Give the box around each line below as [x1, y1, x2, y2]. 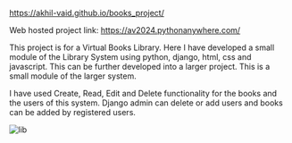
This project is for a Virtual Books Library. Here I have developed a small [9, 42, 275, 53]
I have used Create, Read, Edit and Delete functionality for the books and [9, 88, 278, 98]
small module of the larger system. [9, 71, 137, 81]
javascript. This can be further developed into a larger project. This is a [9, 62, 271, 71]
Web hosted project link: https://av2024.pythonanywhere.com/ [9, 25, 241, 35]
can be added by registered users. [9, 107, 137, 117]
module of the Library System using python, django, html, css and [9, 52, 252, 62]
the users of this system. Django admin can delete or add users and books [9, 97, 283, 108]
